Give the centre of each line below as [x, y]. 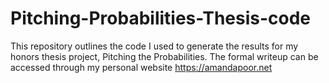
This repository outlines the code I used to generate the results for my [154, 46]
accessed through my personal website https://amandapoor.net [141, 67]
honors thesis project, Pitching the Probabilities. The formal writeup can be [164, 56]
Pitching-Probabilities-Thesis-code [161, 18]
